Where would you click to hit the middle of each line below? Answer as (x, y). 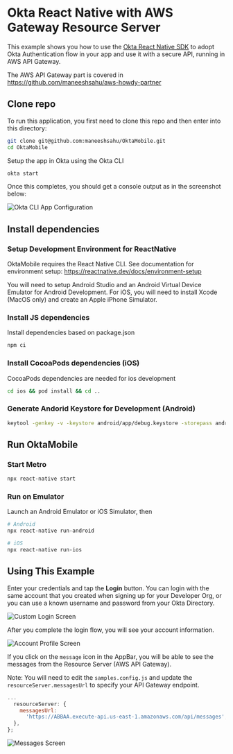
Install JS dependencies (49, 317)
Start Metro (27, 464)
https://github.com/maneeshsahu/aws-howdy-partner (84, 82)
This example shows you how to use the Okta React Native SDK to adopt (111, 46)
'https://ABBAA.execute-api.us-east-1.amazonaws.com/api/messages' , (127, 717)
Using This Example (51, 571)
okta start (23, 173)
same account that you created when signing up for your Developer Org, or (114, 595)
